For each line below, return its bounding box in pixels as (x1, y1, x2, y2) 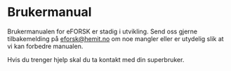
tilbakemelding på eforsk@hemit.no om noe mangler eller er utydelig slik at (7, 34, 224, 42)
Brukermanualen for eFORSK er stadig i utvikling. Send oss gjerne (7, 27, 198, 35)
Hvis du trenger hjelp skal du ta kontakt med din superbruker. (7, 55, 185, 63)
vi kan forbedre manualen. (7, 42, 84, 50)
